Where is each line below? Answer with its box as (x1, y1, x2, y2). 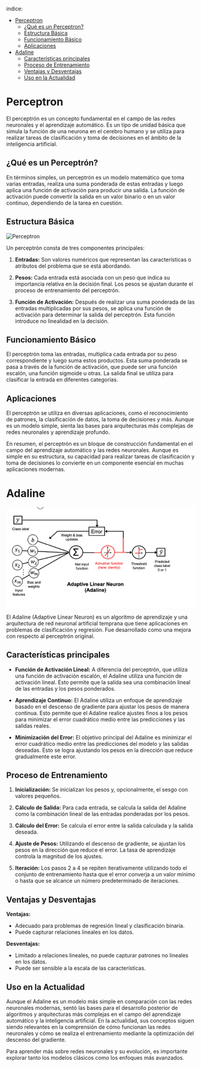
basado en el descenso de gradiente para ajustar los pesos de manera (14, 703, 190, 710)
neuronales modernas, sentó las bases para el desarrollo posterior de (6, 1005, 178, 1012)
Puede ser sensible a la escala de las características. (14, 964, 146, 972)
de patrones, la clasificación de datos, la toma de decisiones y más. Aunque (6, 416, 194, 423)
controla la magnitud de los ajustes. (14, 853, 103, 860)
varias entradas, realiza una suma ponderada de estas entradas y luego (6, 180, 184, 187)
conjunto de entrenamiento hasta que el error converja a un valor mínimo (14, 871, 196, 878)
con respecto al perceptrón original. (6, 633, 95, 640)
